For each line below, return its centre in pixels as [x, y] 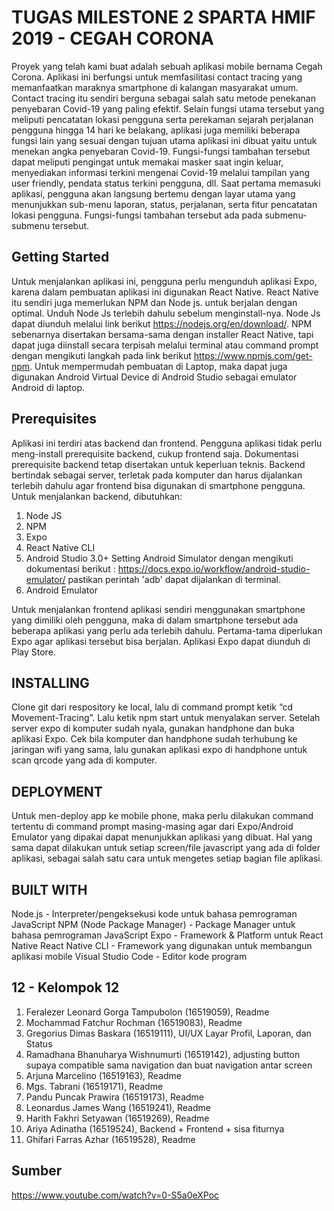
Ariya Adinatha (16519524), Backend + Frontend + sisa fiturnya [155, 1128]
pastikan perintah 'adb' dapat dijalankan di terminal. [174, 579]
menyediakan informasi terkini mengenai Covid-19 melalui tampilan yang [160, 172]
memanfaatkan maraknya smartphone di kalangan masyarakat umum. [155, 87]
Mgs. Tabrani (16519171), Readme [94, 1086]
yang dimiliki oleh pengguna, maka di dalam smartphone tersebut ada [155, 620]
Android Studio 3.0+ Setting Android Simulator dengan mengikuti [159, 558]
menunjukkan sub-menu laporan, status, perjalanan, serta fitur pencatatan [164, 204]
